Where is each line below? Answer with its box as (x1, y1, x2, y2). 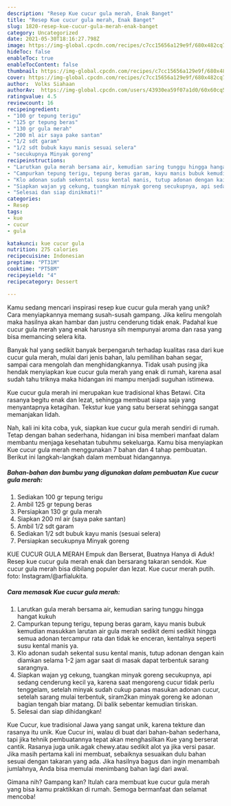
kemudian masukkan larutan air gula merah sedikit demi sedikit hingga (16, 627, 217, 635)
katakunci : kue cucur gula (7, 240, 85, 247)
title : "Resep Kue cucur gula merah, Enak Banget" (7, 17, 155, 23)
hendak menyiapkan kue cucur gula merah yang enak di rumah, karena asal (7, 367, 221, 375)
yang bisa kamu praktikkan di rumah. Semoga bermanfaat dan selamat (7, 785, 208, 794)
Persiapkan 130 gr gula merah (16, 508, 102, 516)
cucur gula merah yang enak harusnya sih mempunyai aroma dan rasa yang (7, 325, 222, 334)
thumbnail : (7, 67, 38, 74)
